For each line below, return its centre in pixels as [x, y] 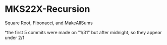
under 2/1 [15, 38]
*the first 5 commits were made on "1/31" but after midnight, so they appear [83, 32]
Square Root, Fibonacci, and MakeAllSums [49, 23]
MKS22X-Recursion [47, 9]
